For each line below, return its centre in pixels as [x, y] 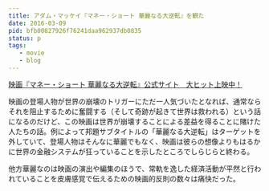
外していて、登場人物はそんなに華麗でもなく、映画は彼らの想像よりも [124, 141]
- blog [30, 61]
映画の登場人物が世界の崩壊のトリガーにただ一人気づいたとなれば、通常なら [135, 101]
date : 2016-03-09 [37, 23]
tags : [17, 46]
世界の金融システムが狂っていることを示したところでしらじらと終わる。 [134, 151]
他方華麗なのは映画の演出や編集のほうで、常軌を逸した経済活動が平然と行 [131, 169]
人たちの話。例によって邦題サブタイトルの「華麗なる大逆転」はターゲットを [134, 131]
